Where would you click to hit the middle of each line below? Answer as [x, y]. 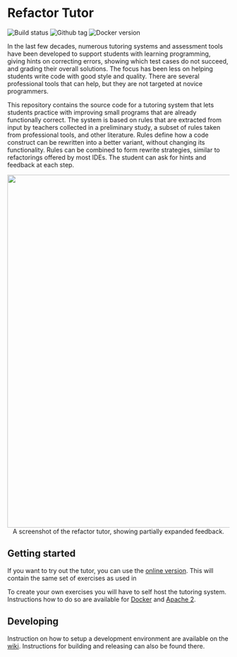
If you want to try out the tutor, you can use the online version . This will [110, 570]
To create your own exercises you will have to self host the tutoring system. [117, 591]
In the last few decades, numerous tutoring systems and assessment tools [115, 46]
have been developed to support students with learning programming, [109, 54]
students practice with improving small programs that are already [102, 112]
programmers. [28, 91]
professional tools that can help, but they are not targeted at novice [105, 83]
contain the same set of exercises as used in [72, 578]
